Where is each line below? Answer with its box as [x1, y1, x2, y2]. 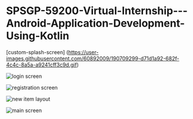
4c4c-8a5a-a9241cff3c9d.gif [6, 61, 77, 68]
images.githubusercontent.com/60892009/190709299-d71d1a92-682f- [6, 55, 179, 62]
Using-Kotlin [6, 29, 69, 42]
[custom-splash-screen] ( [6, 48, 69, 55]
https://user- [68, 48, 99, 55]
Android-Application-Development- [6, 16, 185, 30]
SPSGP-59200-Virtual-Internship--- [6, 4, 188, 18]
